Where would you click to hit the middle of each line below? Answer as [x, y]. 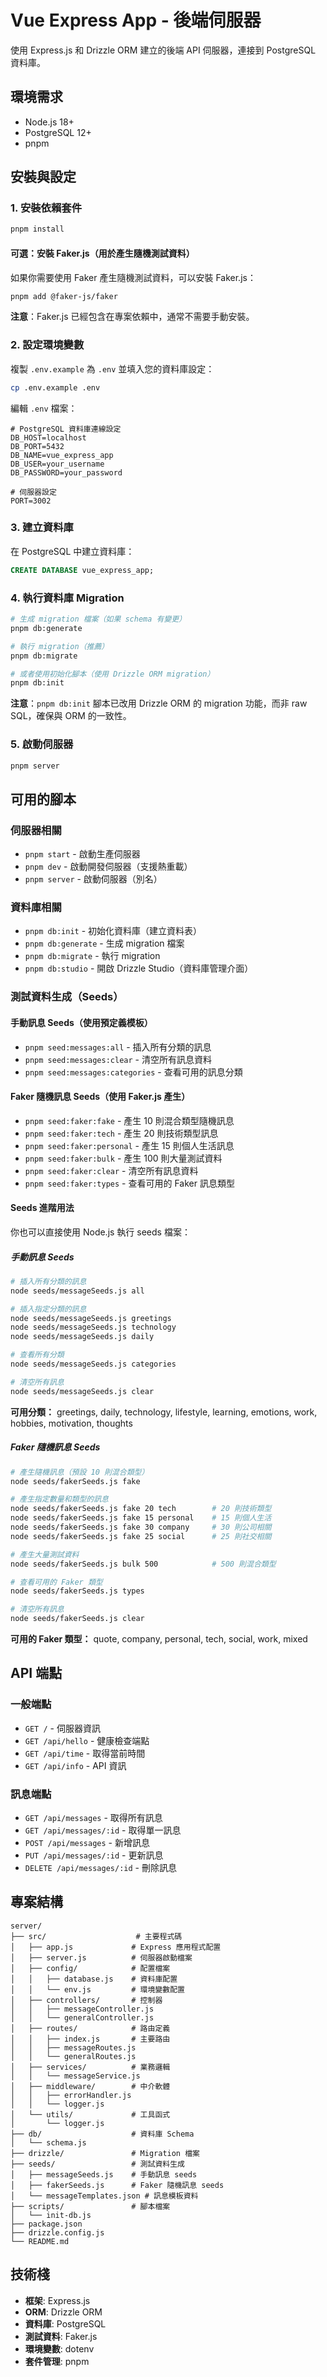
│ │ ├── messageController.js [82, 2009]
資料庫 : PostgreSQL [65, 2323]
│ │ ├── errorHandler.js [71, 2095]
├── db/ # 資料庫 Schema [102, 2134]
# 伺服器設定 [33, 492]
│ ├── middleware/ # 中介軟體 [90, 2086]
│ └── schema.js [48, 2142]
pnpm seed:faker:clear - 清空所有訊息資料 [111, 1170]
